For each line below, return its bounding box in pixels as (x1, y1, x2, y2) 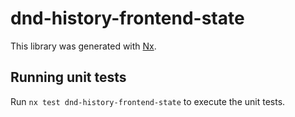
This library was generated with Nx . (10, 40, 157, 52)
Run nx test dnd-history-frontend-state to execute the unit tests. (10, 95, 286, 107)
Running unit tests (10, 69, 127, 86)
